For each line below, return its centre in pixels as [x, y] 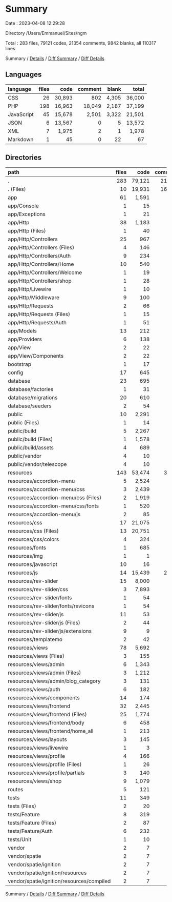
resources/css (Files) [33, 531]
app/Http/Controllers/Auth [39, 256]
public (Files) [24, 422]
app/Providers [25, 339]
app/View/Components [36, 356]
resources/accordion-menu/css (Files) [55, 497]
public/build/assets [31, 447]
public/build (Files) [30, 439]
